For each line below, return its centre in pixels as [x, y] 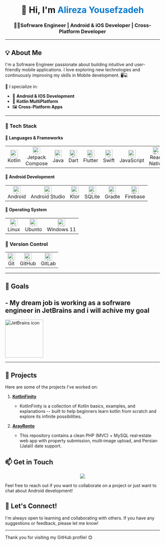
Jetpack [37, 158]
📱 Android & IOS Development [43, 96]
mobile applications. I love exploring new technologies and [81, 70]
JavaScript [132, 161]
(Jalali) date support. [41, 446]
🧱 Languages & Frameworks [34, 137]
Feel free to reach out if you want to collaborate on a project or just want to [81, 485]
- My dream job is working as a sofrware [68, 303]
